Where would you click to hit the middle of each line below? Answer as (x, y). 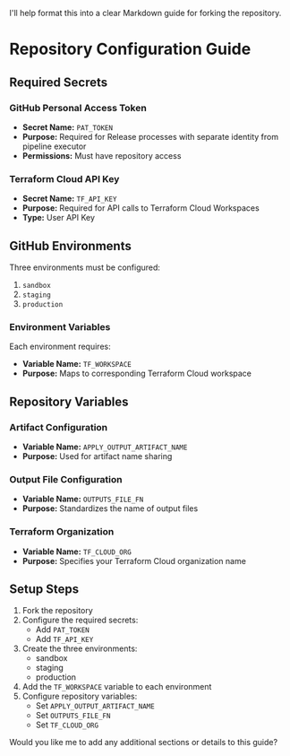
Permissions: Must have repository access (102, 155)
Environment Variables (60, 326)
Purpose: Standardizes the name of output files (110, 508)
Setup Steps (44, 589)
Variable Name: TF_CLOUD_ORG (77, 552)
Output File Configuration (66, 479)
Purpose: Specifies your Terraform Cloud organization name (134, 560)
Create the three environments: (80, 648)
